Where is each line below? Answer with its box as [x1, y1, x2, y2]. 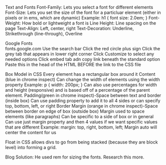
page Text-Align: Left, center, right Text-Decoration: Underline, [5, 25, 134, 31]
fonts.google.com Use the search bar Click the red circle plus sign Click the [5, 46, 161, 51]
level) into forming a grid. [5, 145, 57, 150]
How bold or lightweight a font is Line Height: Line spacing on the [22, 20, 156, 26]
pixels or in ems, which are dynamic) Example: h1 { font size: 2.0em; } [5, 15, 148, 20]
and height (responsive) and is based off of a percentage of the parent [5, 87, 151, 93]
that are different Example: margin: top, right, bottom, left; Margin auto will [5, 124, 157, 130]
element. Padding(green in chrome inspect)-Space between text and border [5, 92, 162, 98]
